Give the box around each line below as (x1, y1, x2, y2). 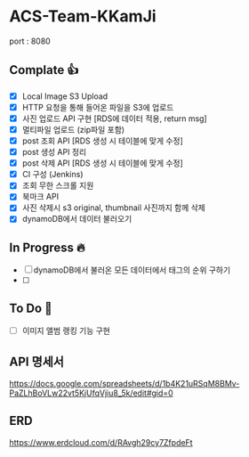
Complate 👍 (9, 62, 79, 78)
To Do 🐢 (9, 300, 53, 315)
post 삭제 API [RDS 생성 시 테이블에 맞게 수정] (21, 158, 184, 168)
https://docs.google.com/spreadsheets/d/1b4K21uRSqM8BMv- (9, 379, 240, 388)
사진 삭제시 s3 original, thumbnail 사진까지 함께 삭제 (21, 202, 206, 213)
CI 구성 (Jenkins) (21, 169, 84, 180)
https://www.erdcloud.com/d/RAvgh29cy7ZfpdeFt (9, 437, 193, 447)
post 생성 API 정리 (21, 147, 87, 158)
